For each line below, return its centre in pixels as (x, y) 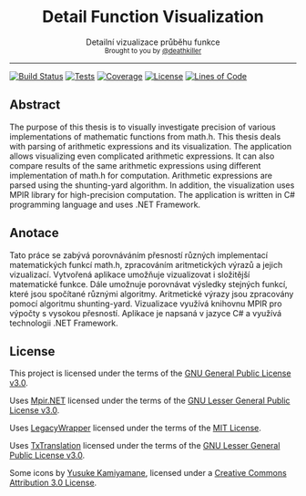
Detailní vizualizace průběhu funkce (153, 42)
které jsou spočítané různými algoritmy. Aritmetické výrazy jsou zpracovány (152, 294)
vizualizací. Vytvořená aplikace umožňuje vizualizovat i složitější (130, 274)
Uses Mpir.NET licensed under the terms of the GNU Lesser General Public (150, 401)
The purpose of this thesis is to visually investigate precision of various (143, 127)
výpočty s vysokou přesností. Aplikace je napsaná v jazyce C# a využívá (146, 313)
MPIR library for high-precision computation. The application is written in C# (153, 194)
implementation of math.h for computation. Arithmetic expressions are (141, 175)
